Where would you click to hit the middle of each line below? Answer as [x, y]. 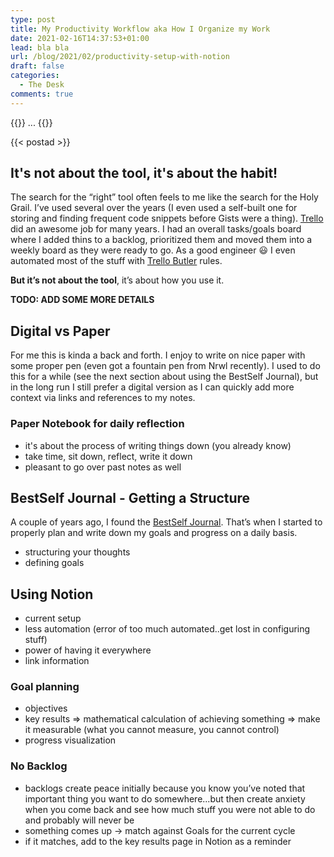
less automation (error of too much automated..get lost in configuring [167, 629]
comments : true [42, 94]
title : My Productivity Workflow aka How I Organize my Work [140, 29]
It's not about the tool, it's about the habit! [144, 173]
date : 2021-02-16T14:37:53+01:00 [80, 38]
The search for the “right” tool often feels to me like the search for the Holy [164, 197]
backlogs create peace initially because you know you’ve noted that [165, 788]
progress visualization [70, 740]
